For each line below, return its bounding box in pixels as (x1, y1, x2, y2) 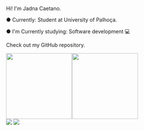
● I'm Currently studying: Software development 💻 (6, 28, 131, 35)
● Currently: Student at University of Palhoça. (6, 16, 117, 23)
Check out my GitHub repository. (6, 42, 85, 49)
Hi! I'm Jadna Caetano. (6, 5, 61, 12)
